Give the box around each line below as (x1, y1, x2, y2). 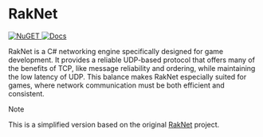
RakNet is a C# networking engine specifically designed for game (8, 46, 224, 56)
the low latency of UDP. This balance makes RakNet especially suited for (8, 72, 247, 81)
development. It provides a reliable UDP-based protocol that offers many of (8, 55, 255, 65)
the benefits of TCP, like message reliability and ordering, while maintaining (8, 63, 256, 72)
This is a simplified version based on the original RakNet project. (8, 119, 220, 129)
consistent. (8, 88, 45, 98)
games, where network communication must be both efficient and (8, 80, 225, 90)
